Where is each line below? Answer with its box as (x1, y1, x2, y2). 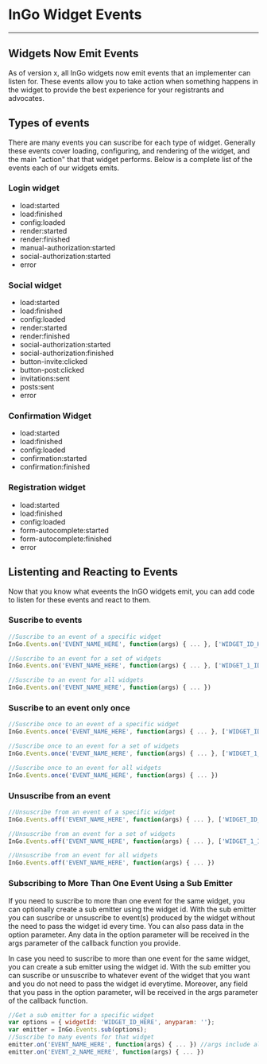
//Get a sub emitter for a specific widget (8, 1011, 155, 1019)
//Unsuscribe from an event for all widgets (8, 852, 158, 860)
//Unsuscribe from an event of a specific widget (8, 808, 176, 816)
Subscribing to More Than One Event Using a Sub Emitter (8, 878, 233, 889)
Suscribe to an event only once (8, 702, 130, 714)
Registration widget (8, 482, 86, 493)
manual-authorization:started (19, 242, 116, 252)
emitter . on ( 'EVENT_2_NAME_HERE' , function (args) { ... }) (8, 1047, 204, 1056)
